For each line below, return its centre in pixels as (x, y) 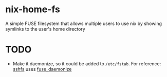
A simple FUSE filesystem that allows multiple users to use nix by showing (84, 23)
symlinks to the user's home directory (45, 29)
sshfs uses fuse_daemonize (42, 69)
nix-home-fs (33, 9)
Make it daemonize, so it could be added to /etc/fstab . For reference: (87, 63)
